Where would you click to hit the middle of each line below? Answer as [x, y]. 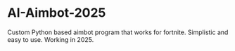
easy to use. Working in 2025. [51, 39]
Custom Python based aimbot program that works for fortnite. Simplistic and [118, 32]
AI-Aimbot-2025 [57, 13]
